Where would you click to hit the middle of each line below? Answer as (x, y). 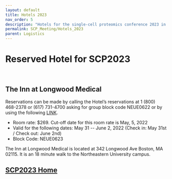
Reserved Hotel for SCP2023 (68, 59)
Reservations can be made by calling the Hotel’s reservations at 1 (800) (80, 102)
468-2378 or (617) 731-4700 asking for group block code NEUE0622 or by (84, 107)
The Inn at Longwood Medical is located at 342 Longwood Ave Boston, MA (84, 148)
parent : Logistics (25, 34)
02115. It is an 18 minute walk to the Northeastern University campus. (78, 154)
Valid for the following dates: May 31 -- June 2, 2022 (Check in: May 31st (90, 128)
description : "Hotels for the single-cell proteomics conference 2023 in (86, 24)
